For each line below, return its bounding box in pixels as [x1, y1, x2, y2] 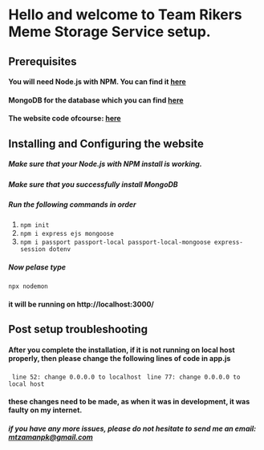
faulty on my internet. [8, 405, 83, 415]
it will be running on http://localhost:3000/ [8, 299, 155, 310]
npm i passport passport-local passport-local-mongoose [19, 238, 211, 246]
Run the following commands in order [8, 200, 136, 209]
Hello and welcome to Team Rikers [8, 6, 242, 24]
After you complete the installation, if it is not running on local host [8, 345, 235, 355]
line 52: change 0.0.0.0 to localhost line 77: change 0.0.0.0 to [11, 373, 241, 381]
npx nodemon [8, 282, 48, 290]
